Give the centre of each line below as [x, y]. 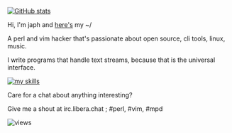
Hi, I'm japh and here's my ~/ [50, 25]
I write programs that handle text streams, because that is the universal [111, 60]
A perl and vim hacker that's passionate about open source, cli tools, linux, [116, 38]
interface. [21, 67]
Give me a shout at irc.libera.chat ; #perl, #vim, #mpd [85, 109]
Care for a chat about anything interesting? [70, 95]
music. [17, 46]
